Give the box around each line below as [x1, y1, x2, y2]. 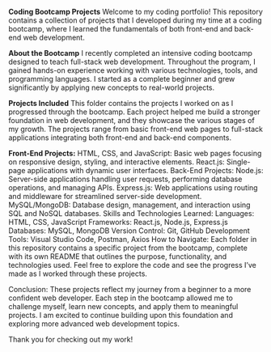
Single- [226, 157, 251, 167]
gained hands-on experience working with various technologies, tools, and [8, 66, 258, 75]
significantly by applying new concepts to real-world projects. [8, 83, 215, 92]
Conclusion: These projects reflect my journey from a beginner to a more [8, 285, 252, 294]
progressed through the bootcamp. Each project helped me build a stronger [8, 107, 260, 117]
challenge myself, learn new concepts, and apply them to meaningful [8, 302, 239, 311]
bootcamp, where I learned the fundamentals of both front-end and [8, 24, 233, 33]
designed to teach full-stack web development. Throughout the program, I [8, 57, 256, 66]
